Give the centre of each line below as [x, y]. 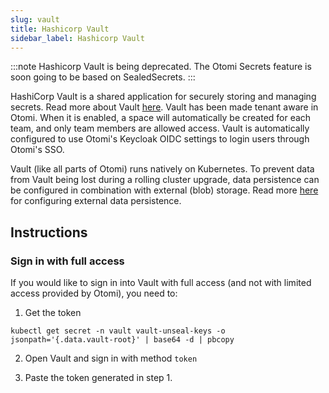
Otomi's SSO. [37, 150]
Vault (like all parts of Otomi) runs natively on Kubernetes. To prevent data [162, 169]
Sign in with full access [67, 261]
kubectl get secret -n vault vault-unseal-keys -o [118, 331]
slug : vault [35, 19]
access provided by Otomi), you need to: [94, 293]
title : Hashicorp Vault [60, 29]
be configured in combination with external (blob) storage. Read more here [164, 190]
